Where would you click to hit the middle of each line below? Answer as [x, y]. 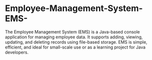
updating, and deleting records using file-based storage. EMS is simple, [76, 42]
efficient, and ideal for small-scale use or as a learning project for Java [75, 47]
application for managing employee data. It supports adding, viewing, [74, 37]
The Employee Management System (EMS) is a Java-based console [72, 32]
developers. [17, 52]
